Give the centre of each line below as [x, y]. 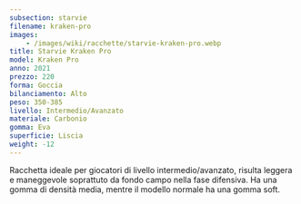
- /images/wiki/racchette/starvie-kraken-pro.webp [124, 43]
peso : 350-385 [36, 102]
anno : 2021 [30, 69]
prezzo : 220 [32, 77]
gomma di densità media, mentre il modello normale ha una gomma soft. [145, 189]
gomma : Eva [30, 128]
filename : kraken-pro [50, 26]
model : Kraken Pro [44, 60]
